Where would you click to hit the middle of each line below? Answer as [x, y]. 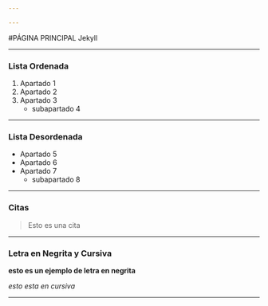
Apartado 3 [38, 100]
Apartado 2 [38, 92]
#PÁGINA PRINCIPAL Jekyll [53, 37]
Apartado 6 [38, 163]
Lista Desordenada [45, 136]
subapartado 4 [56, 109]
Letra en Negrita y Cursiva [60, 253]
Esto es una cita [54, 225]
